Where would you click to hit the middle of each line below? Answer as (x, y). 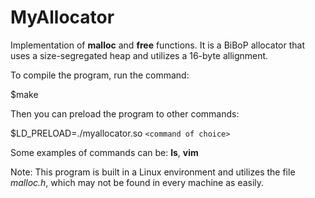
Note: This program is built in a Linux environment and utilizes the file (153, 172)
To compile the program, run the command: (100, 75)
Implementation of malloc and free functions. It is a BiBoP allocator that (158, 45)
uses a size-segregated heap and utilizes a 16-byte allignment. (139, 55)
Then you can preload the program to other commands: (125, 113)
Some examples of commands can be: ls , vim (104, 152)
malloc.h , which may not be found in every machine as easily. (137, 182)
